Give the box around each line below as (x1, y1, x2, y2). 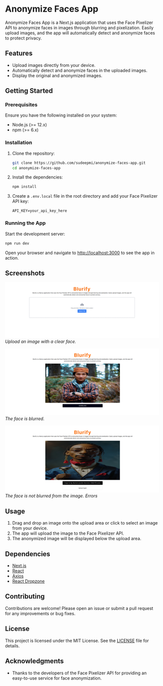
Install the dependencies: (12, 174, 63, 180)
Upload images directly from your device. (12, 62, 96, 68)
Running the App (5, 220, 46, 226)
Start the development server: (5, 231, 65, 237)
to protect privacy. (5, 35, 42, 41)
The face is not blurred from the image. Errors (5, 493, 98, 499)
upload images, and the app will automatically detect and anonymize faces (5, 30, 155, 36)
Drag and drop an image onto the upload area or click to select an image (12, 520, 158, 526)
